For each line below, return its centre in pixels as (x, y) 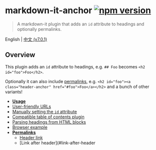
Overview (20, 55)
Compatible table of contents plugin (48, 117)
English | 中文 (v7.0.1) (26, 39)
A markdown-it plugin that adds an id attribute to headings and (80, 24)
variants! (14, 92)
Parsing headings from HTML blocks (49, 122)
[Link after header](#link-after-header (57, 143)
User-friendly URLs (32, 106)
